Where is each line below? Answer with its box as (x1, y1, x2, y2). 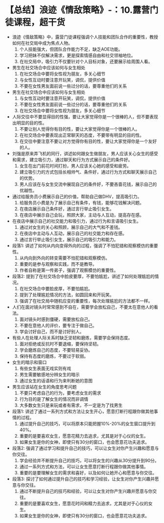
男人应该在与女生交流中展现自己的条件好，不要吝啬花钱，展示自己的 (19, 181, 157, 187)
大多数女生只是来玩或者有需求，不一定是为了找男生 (19, 402, 123, 408)
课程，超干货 (14, 17, 66, 28)
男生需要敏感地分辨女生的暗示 (19, 371, 80, 377)
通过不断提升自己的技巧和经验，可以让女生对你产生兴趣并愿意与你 (19, 488, 153, 494)
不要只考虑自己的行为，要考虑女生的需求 (19, 390, 101, 396)
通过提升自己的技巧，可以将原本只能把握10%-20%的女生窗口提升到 (19, 420, 156, 426)
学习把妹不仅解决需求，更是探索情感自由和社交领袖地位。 (19, 52, 136, 58)
